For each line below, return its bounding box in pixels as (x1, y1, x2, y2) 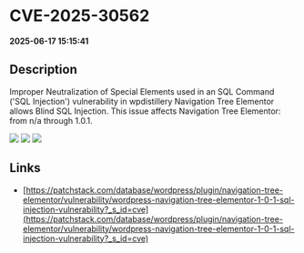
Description (9, 62, 77, 77)
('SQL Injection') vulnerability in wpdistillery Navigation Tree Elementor (9, 96, 275, 106)
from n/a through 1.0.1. (9, 115, 93, 126)
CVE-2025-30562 (9, 5, 150, 26)
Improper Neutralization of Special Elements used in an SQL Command (9, 86, 275, 96)
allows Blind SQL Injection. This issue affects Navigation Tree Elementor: (9, 106, 281, 116)
